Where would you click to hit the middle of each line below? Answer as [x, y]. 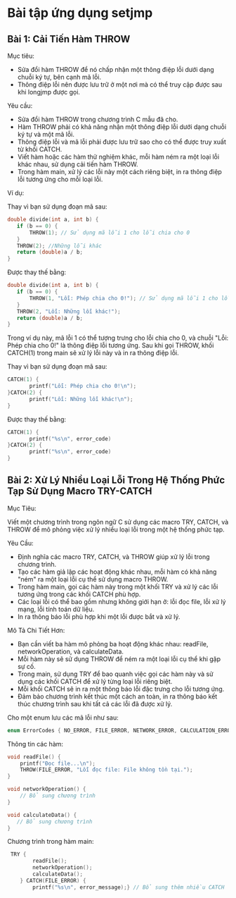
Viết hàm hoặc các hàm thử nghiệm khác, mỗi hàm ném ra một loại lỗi [118, 157]
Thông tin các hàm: [35, 744]
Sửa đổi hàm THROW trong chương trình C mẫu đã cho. [98, 119]
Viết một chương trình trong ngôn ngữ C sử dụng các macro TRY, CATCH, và [118, 522]
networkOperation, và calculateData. [71, 651]
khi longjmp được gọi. [49, 92]
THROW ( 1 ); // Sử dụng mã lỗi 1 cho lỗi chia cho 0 [110, 233]
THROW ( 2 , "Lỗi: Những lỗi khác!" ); [68, 312]
